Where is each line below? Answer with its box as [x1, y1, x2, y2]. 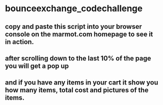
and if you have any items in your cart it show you [5, 79, 159, 87]
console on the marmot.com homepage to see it [5, 30, 153, 38]
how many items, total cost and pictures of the [5, 86, 149, 94]
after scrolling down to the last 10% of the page [5, 54, 151, 63]
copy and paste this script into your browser [5, 22, 142, 31]
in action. [5, 38, 34, 46]
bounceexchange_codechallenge [5, 3, 143, 14]
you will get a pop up [5, 62, 69, 70]
